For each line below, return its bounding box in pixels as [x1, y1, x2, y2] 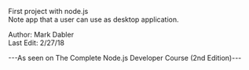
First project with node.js [8, 7, 89, 16]
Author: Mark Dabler [8, 30, 75, 39]
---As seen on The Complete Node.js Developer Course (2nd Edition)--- [8, 54, 242, 62]
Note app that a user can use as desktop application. [8, 15, 179, 24]
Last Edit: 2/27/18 [8, 38, 65, 47]
